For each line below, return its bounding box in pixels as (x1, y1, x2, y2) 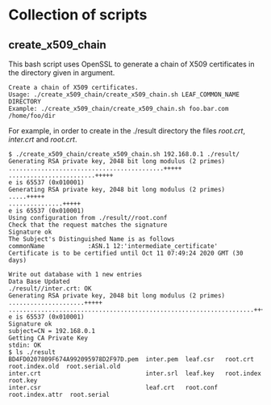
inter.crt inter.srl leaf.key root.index (8, 369, 262, 378)
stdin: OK (8, 341, 42, 349)
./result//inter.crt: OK (8, 285, 92, 293)
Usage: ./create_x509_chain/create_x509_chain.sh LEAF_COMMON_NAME (8, 91, 240, 99)
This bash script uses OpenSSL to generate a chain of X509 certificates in (8, 59, 255, 69)
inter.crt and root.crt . (8, 135, 77, 144)
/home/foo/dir (8, 112, 56, 120)
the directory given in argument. (8, 68, 115, 78)
